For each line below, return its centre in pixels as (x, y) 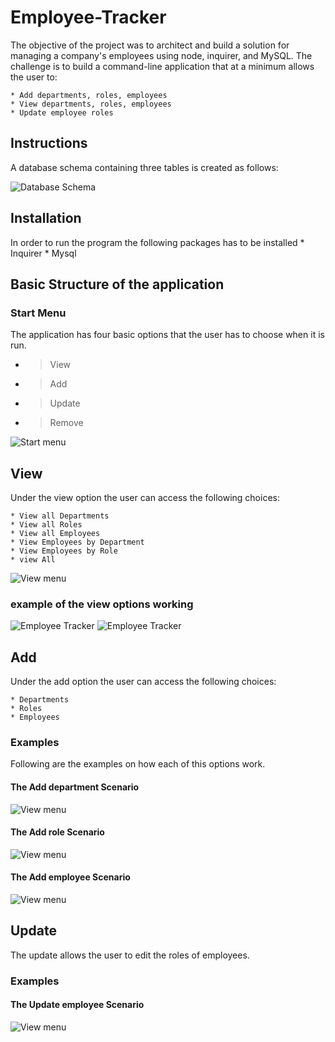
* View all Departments (60, 516)
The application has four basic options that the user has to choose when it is (167, 335)
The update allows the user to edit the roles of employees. (130, 955)
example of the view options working (102, 604)
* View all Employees (55, 534)
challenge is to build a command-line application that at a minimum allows (162, 66)
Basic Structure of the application (117, 284)
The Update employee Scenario (77, 1005)
